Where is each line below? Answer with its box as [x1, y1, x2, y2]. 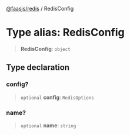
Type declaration [6, 62, 69, 73]
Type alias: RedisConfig [6, 26, 125, 39]
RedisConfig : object [20, 45, 71, 52]
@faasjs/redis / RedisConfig [6, 5, 74, 12]
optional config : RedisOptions [20, 94, 94, 101]
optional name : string [20, 121, 76, 129]
